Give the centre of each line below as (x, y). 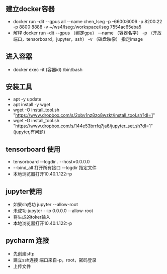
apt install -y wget (32, 105)
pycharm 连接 (27, 241)
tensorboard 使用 (33, 149)
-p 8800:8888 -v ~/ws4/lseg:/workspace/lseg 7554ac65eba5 (77, 27)
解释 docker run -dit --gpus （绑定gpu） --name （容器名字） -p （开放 (87, 33)
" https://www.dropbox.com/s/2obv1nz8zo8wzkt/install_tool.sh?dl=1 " (84, 115)
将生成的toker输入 (32, 217)
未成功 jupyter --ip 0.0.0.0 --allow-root (53, 211)
